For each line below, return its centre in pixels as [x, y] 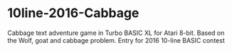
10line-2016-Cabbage [73, 13]
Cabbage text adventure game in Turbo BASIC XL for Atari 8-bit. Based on [116, 33]
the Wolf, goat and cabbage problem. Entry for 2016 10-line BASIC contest [116, 40]
